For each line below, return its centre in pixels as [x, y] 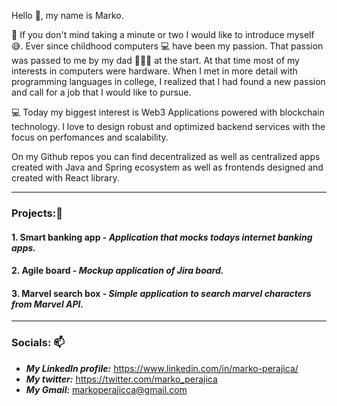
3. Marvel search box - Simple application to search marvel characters [161, 293]
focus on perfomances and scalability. [90, 137]
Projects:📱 [37, 213]
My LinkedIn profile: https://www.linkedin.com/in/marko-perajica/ [162, 368]
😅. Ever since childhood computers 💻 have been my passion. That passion [167, 46]
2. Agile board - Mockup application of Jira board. [117, 271]
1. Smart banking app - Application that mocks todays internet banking [162, 237]
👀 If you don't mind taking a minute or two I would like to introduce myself [163, 34]
